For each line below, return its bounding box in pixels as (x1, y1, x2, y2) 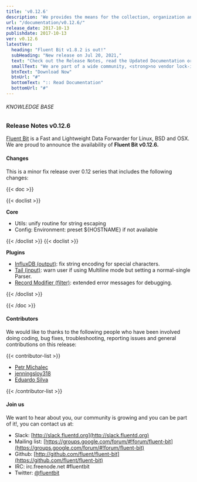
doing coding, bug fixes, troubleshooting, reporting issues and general (6, 334, 176, 341)
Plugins (6, 248, 25, 256)
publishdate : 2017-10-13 (6, 31, 67, 36)
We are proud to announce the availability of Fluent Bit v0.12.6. (6, 141, 159, 148)
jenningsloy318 (14, 370, 51, 377)
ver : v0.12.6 (6, 36, 38, 42)
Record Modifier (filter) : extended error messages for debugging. (14, 279, 172, 286)
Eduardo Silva (14, 376, 49, 383)
